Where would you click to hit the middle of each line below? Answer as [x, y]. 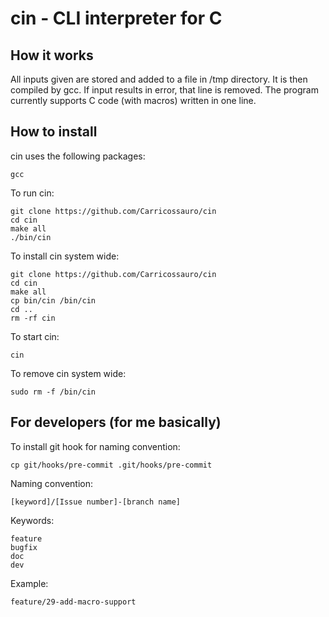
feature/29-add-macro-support [73, 602]
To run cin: [32, 193]
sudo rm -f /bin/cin [53, 392]
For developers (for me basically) [116, 422]
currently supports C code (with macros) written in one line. [133, 100]
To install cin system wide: [65, 256]
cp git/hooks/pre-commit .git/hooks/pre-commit [111, 465]
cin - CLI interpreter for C [116, 18]
